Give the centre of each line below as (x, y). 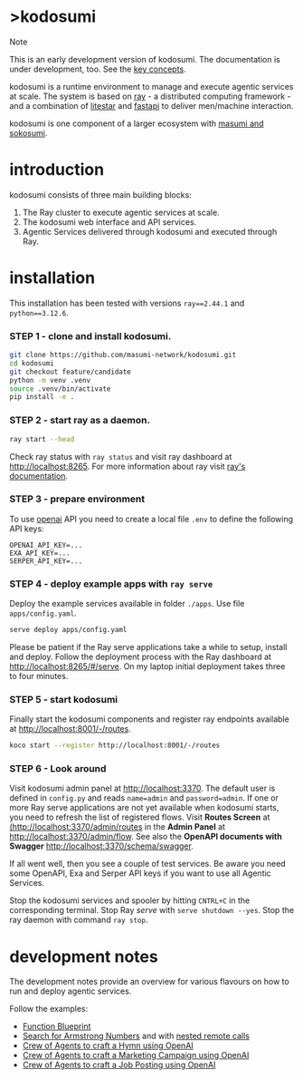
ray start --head (42, 439)
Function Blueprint (57, 1026)
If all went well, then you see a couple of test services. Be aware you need (148, 864)
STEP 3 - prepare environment (77, 499)
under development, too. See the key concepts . (98, 69)
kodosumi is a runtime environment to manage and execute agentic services (151, 86)
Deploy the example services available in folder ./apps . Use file (127, 604)
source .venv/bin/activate (60, 389)
